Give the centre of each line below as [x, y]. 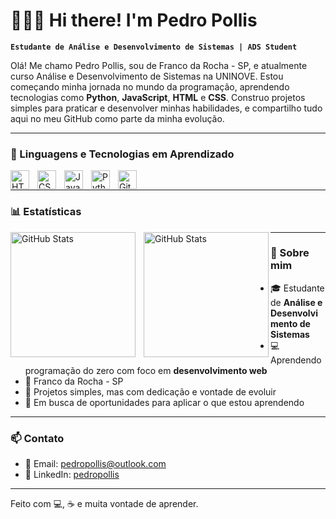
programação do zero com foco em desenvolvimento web [146, 370]
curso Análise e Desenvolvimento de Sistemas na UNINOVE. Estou [147, 76]
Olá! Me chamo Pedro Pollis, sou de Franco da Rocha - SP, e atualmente [159, 65]
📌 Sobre [290, 253]
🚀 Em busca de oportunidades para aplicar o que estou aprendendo [164, 402]
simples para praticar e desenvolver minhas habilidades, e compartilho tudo [166, 108]
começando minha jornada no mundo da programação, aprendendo [150, 86]
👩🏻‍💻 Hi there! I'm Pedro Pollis [134, 20]
